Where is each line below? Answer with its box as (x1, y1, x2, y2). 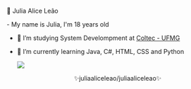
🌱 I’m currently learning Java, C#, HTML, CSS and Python (16, 48, 185, 55)
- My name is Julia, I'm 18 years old (6, 20, 110, 28)
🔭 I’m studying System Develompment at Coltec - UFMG (16, 34, 180, 42)
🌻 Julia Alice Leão (6, 7, 58, 15)
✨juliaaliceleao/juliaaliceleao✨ (73, 74, 162, 82)
